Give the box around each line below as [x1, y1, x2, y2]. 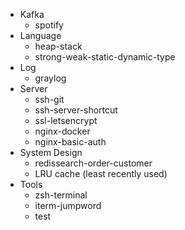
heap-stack [34, 40, 83, 52]
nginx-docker [34, 125, 91, 137]
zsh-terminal [34, 189, 88, 201]
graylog [34, 72, 67, 84]
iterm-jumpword [34, 200, 102, 211]
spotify [34, 19, 64, 31]
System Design [19, 147, 83, 158]
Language [19, 30, 62, 41]
